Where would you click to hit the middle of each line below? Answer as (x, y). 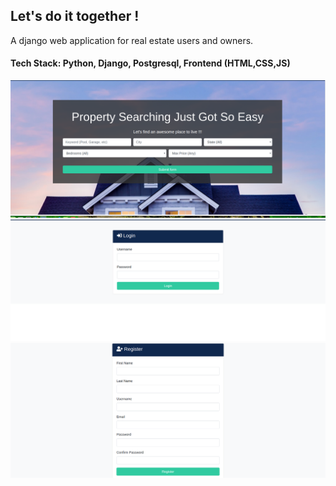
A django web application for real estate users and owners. (132, 40)
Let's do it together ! (75, 16)
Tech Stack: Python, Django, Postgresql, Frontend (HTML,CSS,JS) (150, 63)
